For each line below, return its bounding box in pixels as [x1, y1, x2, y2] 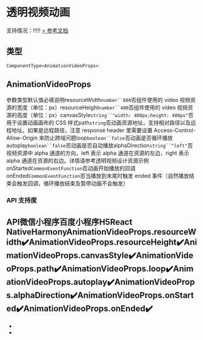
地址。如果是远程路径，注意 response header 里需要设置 [11, 126, 153, 134]
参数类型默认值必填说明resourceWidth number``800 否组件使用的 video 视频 [6, 96, 191, 103]
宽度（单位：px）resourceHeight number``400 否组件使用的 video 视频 [16, 104, 188, 111]
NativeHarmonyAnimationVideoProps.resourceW [6, 226, 197, 237]
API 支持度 [6, 196, 38, 205]
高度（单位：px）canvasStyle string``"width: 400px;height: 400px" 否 [16, 111, 194, 118]
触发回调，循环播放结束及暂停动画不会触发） [16, 180, 128, 187]
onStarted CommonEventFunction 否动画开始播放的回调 [6, 165, 136, 172]
